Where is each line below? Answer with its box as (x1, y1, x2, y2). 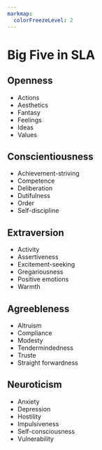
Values (17, 130, 37, 139)
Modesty (17, 336, 43, 344)
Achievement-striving (17, 169, 80, 178)
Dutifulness (17, 192, 51, 200)
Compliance (17, 328, 52, 337)
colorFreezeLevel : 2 (13, 17, 73, 24)
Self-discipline (17, 206, 59, 215)
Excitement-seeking (17, 260, 75, 269)
